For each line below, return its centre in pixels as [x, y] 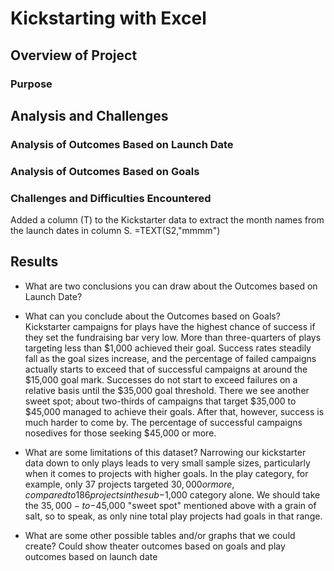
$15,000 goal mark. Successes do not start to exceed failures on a [161, 379]
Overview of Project [74, 55]
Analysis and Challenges [89, 115]
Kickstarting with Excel [108, 18]
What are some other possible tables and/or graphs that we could [160, 535]
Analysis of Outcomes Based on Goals [105, 171]
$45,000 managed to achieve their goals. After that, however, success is [174, 411]
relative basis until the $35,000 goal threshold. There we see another [167, 390]
